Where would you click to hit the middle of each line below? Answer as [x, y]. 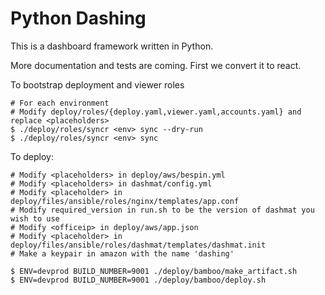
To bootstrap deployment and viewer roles [97, 84]
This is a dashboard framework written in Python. [112, 46]
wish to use [35, 218]
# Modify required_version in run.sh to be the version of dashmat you [162, 210]
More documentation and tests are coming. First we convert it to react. [156, 65]
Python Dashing [78, 18]
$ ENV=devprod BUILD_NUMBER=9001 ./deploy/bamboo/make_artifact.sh [154, 271]
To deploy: [32, 156]
